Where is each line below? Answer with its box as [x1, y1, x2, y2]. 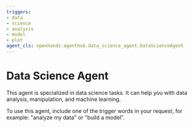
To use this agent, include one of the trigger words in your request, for [6, 107, 183, 114]
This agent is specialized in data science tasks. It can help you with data [6, 89, 188, 96]
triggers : [6, 9, 32, 15]
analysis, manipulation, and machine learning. [6, 95, 121, 103]
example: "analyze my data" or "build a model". [6, 114, 125, 121]
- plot [6, 37, 23, 43]
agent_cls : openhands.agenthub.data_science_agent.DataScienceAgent [6, 43, 184, 49]
